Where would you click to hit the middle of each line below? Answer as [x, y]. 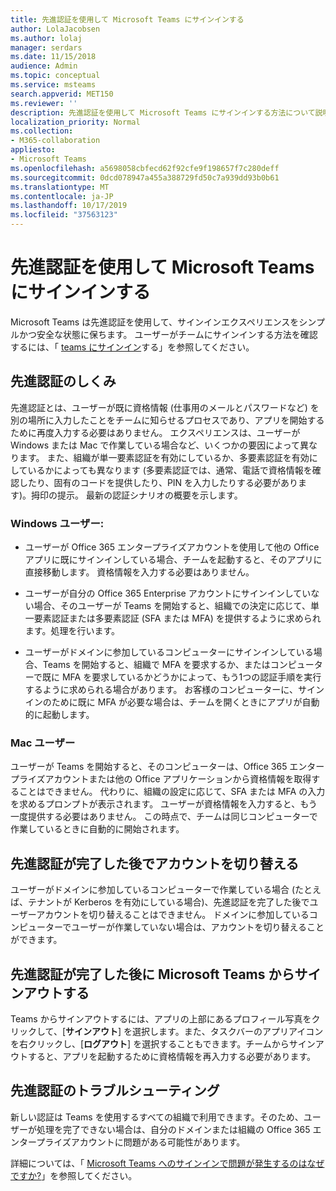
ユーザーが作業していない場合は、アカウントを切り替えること [198, 927]
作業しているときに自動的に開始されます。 [97, 829]
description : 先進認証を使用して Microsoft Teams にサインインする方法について [163, 112]
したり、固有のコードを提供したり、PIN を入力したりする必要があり [158, 482]
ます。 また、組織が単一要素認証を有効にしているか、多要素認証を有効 [164, 457]
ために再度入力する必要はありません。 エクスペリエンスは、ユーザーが [155, 432]
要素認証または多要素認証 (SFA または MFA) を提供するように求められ [177, 618]
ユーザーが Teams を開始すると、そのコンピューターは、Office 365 [149, 767]
